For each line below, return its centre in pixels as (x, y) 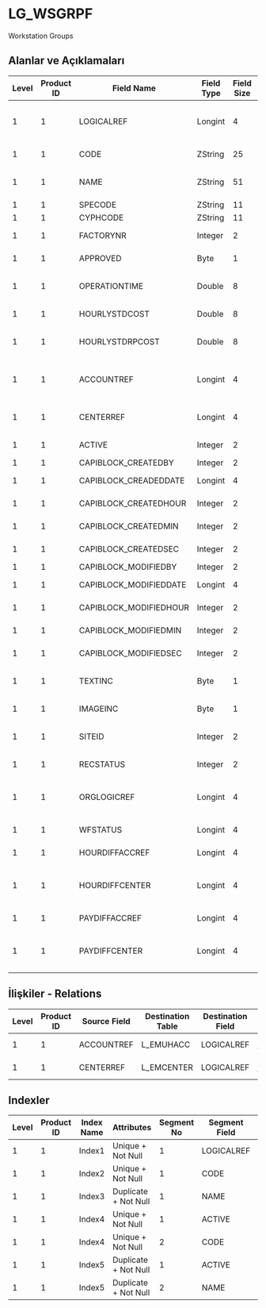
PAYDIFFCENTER (111, 951)
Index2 (92, 1174)
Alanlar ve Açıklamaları (66, 61)
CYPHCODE (101, 217)
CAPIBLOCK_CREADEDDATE (132, 480)
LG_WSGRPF (51, 14)
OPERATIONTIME (111, 286)
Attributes (132, 1128)
